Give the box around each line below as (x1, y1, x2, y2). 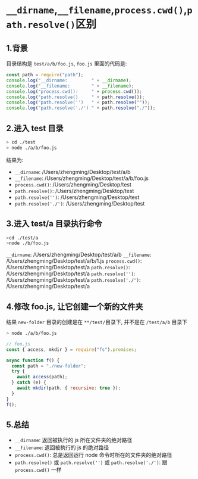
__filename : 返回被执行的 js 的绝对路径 (14, 444, 109, 451)
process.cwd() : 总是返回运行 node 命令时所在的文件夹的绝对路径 (14, 452, 172, 459)
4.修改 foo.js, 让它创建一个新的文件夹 (6, 301, 143, 312)
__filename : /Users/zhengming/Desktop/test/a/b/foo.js (14, 175, 149, 182)
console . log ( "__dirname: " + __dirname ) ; (6, 77, 132, 83)
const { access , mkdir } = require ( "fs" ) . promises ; (6, 346, 137, 353)
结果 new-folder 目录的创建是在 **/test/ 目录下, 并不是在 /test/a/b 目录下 (6, 319, 187, 326)
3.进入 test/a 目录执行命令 (6, 219, 102, 229)
